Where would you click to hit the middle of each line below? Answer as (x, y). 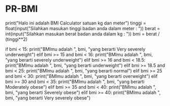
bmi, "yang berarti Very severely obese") (48, 98)
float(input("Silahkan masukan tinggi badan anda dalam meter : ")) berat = (83, 28)
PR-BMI (22, 9)
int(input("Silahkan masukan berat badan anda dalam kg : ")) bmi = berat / (82, 34)
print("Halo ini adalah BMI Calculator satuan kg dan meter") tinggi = (76, 23)
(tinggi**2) (16, 39)
